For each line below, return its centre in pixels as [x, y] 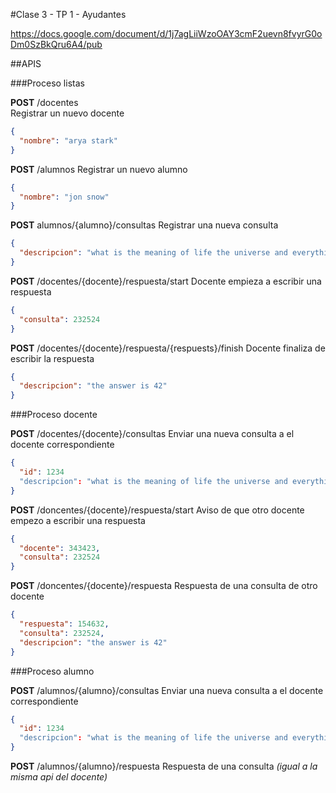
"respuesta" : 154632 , [64, 624]
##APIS [26, 63]
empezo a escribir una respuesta [78, 520]
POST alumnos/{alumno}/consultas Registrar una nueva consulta [144, 225]
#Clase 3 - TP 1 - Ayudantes [68, 14]
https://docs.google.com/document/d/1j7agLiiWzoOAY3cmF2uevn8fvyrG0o [166, 33]
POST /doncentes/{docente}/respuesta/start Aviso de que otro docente [157, 510]
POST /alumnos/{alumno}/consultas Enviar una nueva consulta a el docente [167, 690]
